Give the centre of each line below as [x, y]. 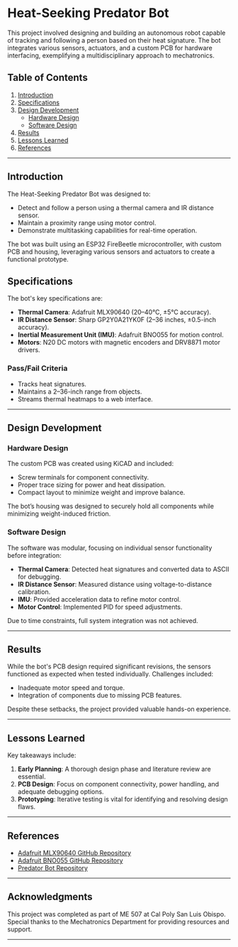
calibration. [34, 592]
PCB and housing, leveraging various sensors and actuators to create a [111, 251]
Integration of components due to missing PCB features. [100, 696]
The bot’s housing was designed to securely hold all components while [111, 507]
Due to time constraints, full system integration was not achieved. [103, 620]
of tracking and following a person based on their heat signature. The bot [114, 40]
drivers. [29, 350]
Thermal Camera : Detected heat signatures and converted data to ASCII [123, 569]
